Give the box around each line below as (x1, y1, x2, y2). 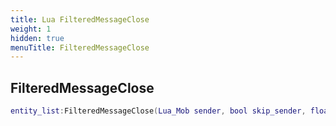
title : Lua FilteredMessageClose (10, 14, 150, 25)
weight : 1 (10, 24, 52, 34)
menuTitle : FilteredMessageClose (10, 42, 150, 53)
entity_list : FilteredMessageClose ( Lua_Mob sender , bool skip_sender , (10, 106, 307, 116)
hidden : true (10, 33, 65, 43)
